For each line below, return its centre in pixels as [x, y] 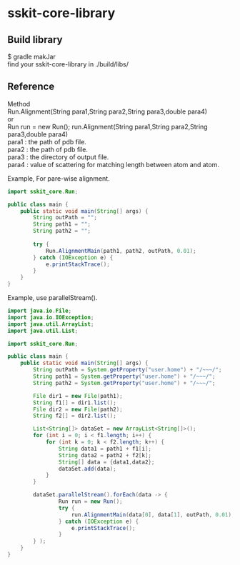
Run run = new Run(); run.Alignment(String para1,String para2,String [108, 126]
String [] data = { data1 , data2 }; [106, 462]
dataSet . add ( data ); [87, 469]
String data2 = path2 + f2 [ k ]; [105, 455]
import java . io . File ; [40, 311]
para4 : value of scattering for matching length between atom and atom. [114, 164]
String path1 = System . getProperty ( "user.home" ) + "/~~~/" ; [124, 376]
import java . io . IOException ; [51, 317]
